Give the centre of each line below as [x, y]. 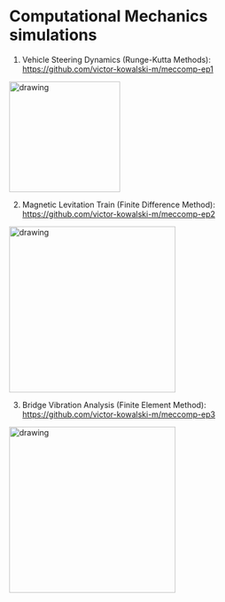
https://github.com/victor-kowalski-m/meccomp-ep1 [118, 69]
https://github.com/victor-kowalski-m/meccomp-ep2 [118, 213]
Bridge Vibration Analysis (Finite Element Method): [114, 405]
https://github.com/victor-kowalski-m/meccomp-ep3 [118, 414]
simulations [53, 35]
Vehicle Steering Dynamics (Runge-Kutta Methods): [116, 59]
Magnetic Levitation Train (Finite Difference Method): [118, 205]
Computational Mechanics [109, 16]
